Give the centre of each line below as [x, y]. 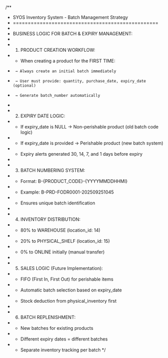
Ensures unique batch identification [58, 203]
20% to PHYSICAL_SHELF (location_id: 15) [65, 241]
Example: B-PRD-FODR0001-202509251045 [67, 192]
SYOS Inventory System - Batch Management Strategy [70, 17]
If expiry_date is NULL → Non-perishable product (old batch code [89, 127]
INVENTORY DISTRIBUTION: [50, 219]
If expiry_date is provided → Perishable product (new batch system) [92, 143]
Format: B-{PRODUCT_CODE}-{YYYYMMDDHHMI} [74, 181]
